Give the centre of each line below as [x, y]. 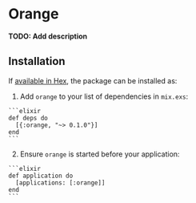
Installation [37, 61]
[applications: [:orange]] [60, 183]
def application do [41, 176]
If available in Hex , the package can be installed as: [93, 80]
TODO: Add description [48, 36]
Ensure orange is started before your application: [100, 154]
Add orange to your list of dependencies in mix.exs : [104, 96]
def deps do [28, 118]
